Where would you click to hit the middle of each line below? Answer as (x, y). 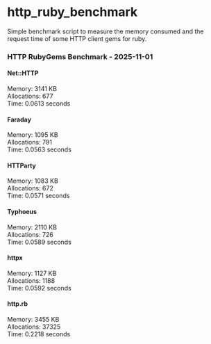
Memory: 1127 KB (32, 273)
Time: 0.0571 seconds (39, 196)
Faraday (19, 120)
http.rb (18, 304)
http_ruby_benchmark (73, 12)
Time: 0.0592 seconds (39, 288)
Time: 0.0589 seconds (39, 242)
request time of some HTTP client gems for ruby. (77, 38)
